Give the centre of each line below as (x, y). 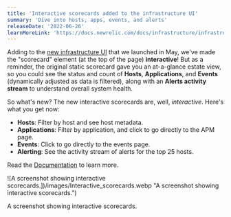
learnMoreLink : (29, 33)
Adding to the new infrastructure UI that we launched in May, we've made (111, 52)
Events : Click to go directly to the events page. (84, 144)
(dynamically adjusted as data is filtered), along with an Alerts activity (107, 81)
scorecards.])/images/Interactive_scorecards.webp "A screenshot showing (113, 185)
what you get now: (33, 109)
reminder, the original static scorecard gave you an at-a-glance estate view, (114, 67)
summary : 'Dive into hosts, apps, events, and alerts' (87, 20)
